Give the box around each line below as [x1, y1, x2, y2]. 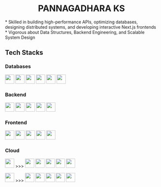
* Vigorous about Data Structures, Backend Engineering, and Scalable [5, 29, 145, 35]
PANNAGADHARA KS [38, 3, 125, 14]
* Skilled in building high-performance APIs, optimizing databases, [5, 19, 138, 25]
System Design [5, 34, 35, 40]
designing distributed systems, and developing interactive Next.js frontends [5, 24, 156, 30]
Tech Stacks [5, 49, 44, 57]
